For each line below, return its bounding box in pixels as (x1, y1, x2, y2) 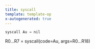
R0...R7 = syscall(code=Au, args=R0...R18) (5, 38, 91, 44)
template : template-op (5, 12, 51, 17)
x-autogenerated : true (5, 16, 51, 21)
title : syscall (5, 7, 36, 12)
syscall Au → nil (5, 30, 41, 35)
